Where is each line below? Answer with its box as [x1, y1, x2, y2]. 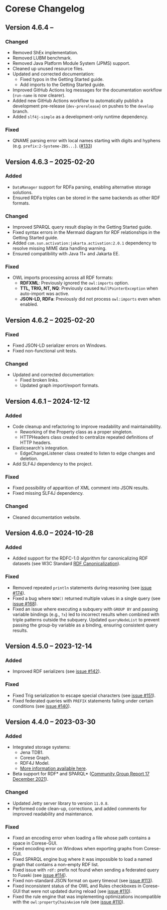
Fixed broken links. [20, 377, 59, 383]
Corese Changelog [5, 3, 85, 15]
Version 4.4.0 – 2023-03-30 [5, 717, 96, 726]
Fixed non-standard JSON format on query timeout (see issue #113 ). [12, 877, 154, 883]
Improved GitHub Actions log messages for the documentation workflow [12, 86, 162, 93]
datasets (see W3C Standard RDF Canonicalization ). [12, 561, 121, 567]
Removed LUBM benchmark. [12, 55, 72, 61]
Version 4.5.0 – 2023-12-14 [5, 642, 93, 651]
